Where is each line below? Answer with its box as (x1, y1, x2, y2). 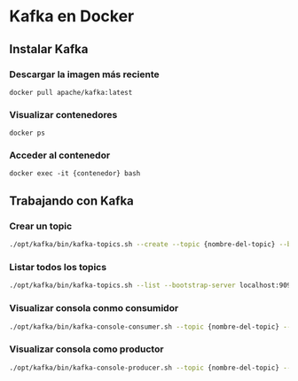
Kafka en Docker (9, 6, 135, 27)
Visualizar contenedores (9, 108, 118, 121)
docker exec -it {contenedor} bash (9, 169, 141, 178)
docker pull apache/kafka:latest (9, 88, 133, 97)
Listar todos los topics (9, 260, 107, 273)
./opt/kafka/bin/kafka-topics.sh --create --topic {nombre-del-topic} (9, 240, 276, 249)
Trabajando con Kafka (9, 193, 135, 208)
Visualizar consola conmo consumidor (9, 302, 179, 315)
